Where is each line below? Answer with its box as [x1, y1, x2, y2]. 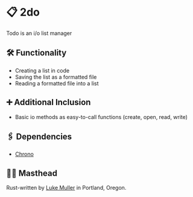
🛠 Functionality [6, 48, 67, 58]
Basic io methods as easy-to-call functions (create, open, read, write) [14, 113, 188, 120]
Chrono [14, 150, 34, 158]
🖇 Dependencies [6, 131, 72, 141]
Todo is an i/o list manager [6, 29, 72, 37]
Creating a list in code [14, 66, 70, 74]
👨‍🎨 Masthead [6, 168, 58, 178]
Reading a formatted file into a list [14, 80, 99, 87]
